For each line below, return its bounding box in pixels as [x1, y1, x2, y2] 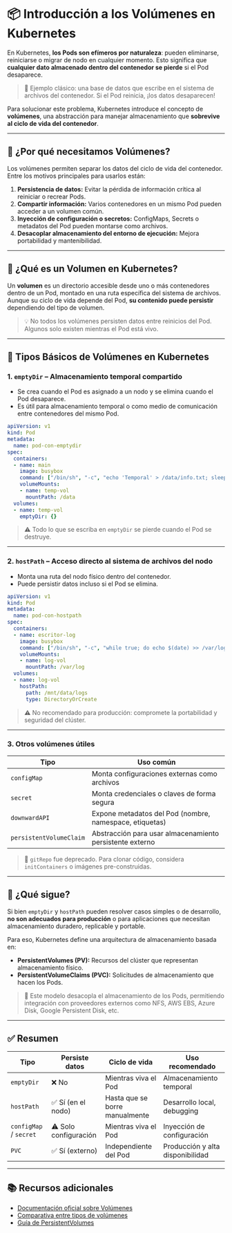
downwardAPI [10, 814, 50, 822]
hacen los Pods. [17, 978, 64, 986]
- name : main [13, 461, 51, 468]
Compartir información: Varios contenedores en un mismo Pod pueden [17, 199, 222, 208]
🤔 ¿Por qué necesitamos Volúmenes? [7, 146, 171, 158]
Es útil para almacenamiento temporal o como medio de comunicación [17, 402, 217, 411]
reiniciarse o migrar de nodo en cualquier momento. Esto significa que [7, 55, 207, 64]
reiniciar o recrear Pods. [17, 192, 86, 201]
